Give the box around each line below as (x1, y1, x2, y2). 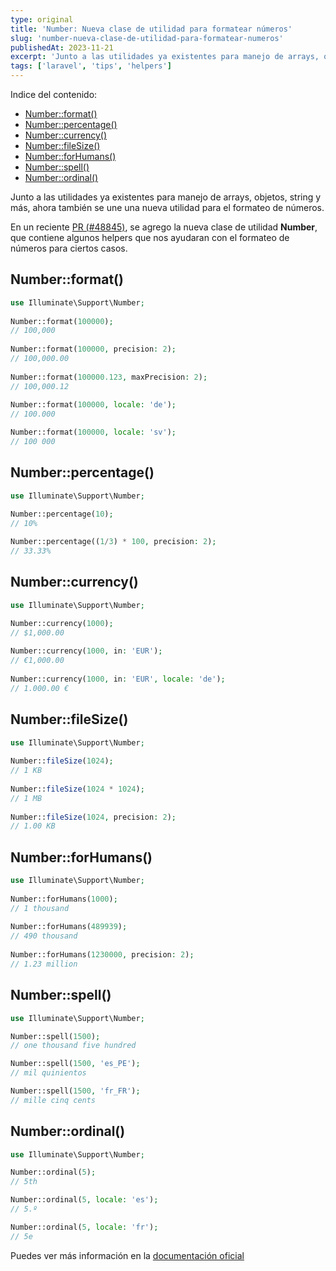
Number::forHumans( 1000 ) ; (10, 894, 118, 904)
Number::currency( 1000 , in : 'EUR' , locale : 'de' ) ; (10, 674, 226, 684)
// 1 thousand (10, 903, 70, 913)
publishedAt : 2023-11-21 (10, 42, 114, 53)
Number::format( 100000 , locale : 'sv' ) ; (10, 427, 177, 438)
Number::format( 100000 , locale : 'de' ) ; (10, 400, 177, 410)
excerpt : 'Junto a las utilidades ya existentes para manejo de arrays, (10, 52, 320, 62)
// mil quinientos (10, 1068, 87, 1078)
